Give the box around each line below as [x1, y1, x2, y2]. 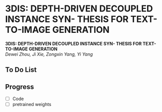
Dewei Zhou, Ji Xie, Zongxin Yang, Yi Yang [5, 51, 93, 57]
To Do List [5, 66, 37, 74]
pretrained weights [12, 102, 51, 108]
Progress [5, 83, 34, 91]
